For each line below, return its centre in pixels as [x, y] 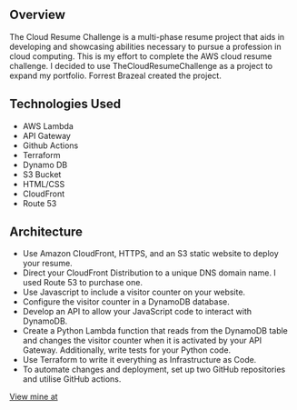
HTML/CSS [44, 184]
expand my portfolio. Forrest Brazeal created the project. [116, 75]
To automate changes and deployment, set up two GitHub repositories [154, 370]
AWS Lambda [48, 125]
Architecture [46, 232]
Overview [38, 15]
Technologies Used [65, 104]
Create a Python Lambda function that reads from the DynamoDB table [155, 331]
